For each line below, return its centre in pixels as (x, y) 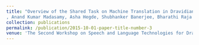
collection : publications (38, 22)
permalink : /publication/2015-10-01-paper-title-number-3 (79, 28)
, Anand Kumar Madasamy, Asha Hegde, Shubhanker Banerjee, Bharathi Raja (99, 17)
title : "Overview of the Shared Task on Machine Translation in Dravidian (100, 11)
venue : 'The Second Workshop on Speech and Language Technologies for (95, 33)
